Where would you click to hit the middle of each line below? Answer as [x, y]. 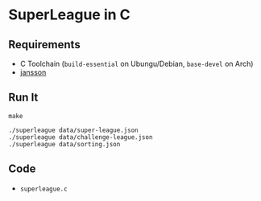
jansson [33, 72]
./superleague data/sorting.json [64, 144]
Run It [23, 98]
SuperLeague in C [69, 15]
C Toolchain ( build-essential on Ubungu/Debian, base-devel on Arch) [137, 64]
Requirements [44, 45]
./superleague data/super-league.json [73, 130]
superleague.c [43, 189]
